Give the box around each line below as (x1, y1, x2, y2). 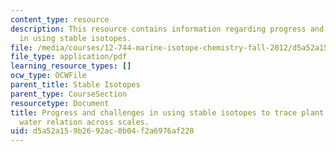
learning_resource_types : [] (10, 61, 132, 71)
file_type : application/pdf (10, 52, 128, 62)
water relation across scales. (19, 117, 150, 127)
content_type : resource (10, 14, 110, 25)
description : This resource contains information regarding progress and (10, 24, 325, 34)
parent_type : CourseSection (10, 89, 128, 99)
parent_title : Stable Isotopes (10, 80, 141, 90)
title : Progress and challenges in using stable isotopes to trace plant (10, 107, 325, 118)
